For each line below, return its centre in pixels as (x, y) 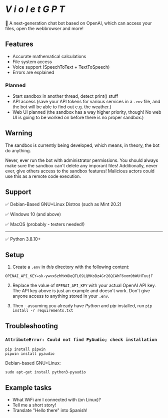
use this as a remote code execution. (43, 176)
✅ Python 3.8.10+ (23, 239)
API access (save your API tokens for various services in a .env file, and (86, 102)
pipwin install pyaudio (30, 354)
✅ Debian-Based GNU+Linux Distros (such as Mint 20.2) (63, 204)
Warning (19, 133)
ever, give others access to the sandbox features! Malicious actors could (80, 171)
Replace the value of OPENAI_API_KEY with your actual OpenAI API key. (84, 285)
